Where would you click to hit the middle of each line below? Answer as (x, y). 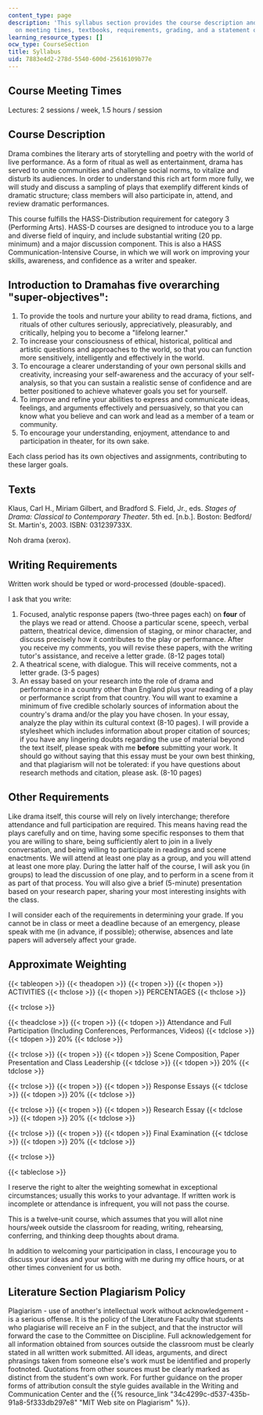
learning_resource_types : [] (56, 37)
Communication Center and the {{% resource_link (88, 1395)
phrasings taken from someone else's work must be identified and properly (130, 1361)
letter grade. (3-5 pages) (59, 673)
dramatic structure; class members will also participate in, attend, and (121, 195)
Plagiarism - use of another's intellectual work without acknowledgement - (128, 1311)
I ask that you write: (40, 599)
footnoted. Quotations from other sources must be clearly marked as (119, 1369)
